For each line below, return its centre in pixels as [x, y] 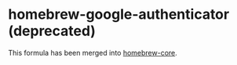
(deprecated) [52, 31]
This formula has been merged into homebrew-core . [93, 52]
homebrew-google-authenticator [119, 14]
